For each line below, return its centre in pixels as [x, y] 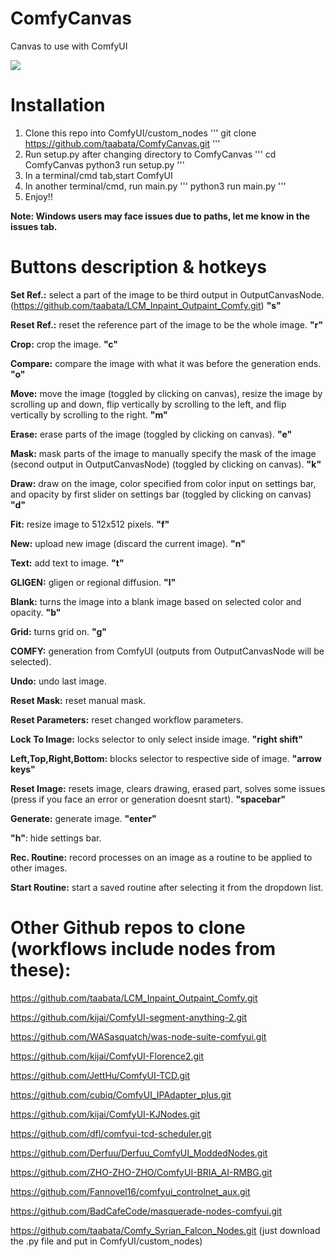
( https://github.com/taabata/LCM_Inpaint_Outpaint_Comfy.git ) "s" [146, 305]
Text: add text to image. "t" [67, 563]
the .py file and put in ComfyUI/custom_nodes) [106, 1241]
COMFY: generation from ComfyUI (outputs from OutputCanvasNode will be [167, 651]
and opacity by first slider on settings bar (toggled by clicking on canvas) [161, 494]
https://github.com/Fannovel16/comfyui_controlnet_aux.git [130, 1191]
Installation [58, 105]
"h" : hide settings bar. [56, 838]
